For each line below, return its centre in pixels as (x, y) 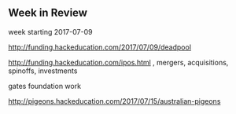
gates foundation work (44, 86)
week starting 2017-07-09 (50, 31)
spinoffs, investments (43, 71)
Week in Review (48, 13)
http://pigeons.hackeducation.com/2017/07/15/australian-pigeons (114, 101)
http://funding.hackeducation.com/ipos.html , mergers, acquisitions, (118, 62)
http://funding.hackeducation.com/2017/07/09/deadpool (100, 47)
